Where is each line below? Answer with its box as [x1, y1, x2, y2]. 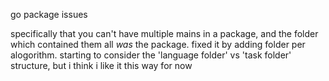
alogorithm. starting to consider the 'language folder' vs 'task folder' [10, 49, 292, 61]
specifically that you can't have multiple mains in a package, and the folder [10, 28, 319, 39]
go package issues [10, 9, 88, 20]
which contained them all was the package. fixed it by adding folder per [10, 39, 306, 50]
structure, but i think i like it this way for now [10, 60, 193, 71]
